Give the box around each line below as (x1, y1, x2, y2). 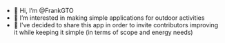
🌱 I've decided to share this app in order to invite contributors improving (13, 21, 219, 29)
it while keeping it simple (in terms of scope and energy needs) (13, 28, 193, 36)
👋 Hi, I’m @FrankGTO (13, 7, 74, 14)
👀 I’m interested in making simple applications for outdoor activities (13, 14, 205, 22)
